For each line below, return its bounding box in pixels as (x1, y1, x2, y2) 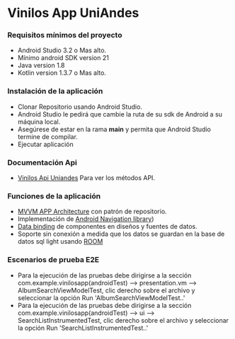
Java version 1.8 (17, 61, 65, 70)
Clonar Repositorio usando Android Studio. (17, 102, 143, 111)
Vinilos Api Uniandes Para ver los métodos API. (17, 174, 156, 182)
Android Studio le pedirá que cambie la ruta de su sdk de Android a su (17, 109, 223, 118)
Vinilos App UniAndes (7, 5, 139, 21)
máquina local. (17, 117, 61, 126)
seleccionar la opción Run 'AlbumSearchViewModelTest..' (17, 293, 185, 302)
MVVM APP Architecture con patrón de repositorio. (17, 207, 168, 216)
